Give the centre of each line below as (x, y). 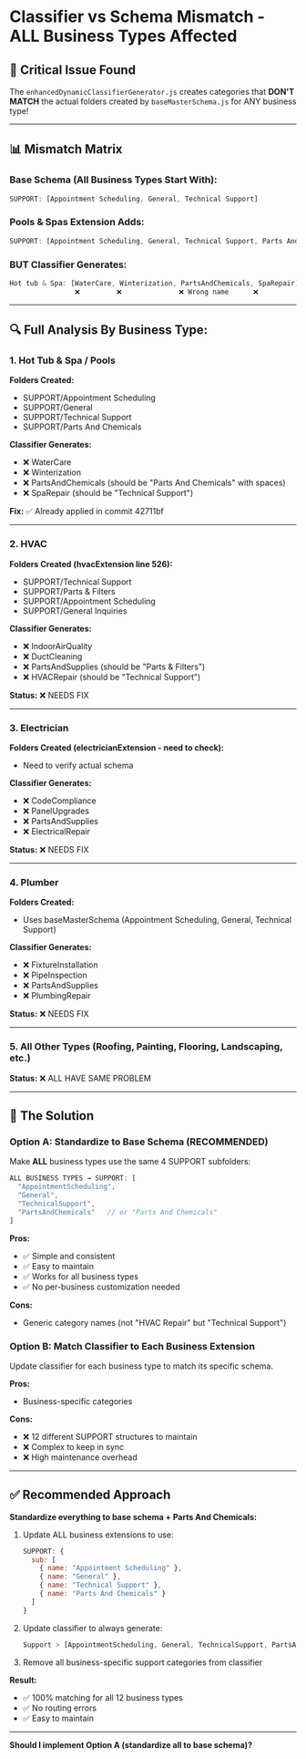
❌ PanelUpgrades (56, 811)
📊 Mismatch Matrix (66, 149)
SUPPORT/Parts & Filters (69, 591)
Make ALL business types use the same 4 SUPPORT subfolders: (130, 1162)
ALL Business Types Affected (123, 36)
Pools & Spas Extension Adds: (77, 222)
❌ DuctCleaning (52, 656)
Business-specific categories (77, 1401)
